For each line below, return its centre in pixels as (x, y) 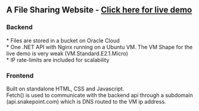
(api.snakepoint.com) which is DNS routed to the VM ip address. (86, 101)
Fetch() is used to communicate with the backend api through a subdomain (100, 95)
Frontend (20, 75)
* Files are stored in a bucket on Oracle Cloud (63, 40)
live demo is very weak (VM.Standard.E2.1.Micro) (67, 53)
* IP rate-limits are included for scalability (58, 59)
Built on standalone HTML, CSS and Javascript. (65, 89)
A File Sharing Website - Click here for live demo (99, 10)
